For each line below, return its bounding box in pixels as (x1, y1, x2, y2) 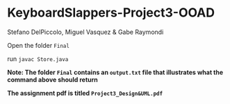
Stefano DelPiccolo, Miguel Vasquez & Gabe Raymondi (7, 28, 164, 36)
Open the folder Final (7, 41, 69, 49)
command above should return (7, 75, 99, 84)
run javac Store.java (7, 54, 69, 63)
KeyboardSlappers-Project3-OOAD (7, 5, 215, 21)
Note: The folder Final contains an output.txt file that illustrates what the (7, 68, 224, 76)
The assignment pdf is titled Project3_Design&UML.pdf (7, 89, 163, 97)
